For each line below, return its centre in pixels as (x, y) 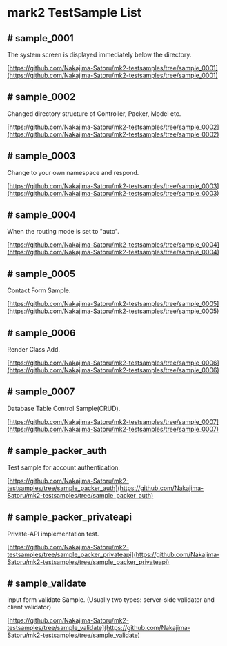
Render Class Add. (34, 350)
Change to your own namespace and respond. (73, 172)
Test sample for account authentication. (64, 467)
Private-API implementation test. (53, 534)
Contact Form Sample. (39, 290)
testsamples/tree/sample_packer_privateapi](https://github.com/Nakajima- (113, 554)
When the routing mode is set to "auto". (63, 232)
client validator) (29, 607)
